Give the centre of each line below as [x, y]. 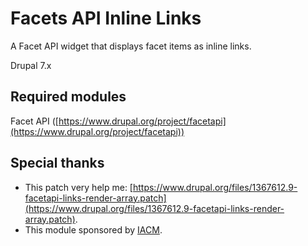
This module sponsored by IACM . [93, 229]
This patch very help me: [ [78, 187]
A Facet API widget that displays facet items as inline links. [131, 46]
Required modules [68, 97]
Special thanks [57, 163]
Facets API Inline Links [106, 18]
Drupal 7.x [31, 65]
